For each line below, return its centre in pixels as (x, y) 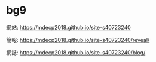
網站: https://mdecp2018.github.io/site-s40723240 (69, 27)
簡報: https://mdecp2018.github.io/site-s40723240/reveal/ (78, 40)
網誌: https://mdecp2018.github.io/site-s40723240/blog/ (76, 52)
